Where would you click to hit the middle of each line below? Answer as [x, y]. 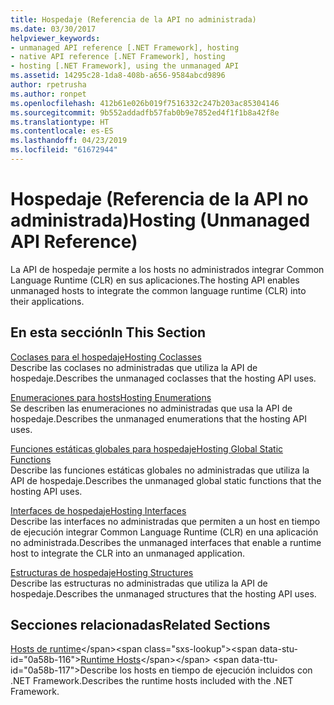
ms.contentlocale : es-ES [62, 131]
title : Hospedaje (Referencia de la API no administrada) [133, 19]
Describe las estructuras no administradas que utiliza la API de [139, 583]
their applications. [47, 301]
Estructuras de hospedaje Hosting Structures [102, 572]
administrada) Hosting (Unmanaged [160, 220]
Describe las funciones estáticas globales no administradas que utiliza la [160, 470]
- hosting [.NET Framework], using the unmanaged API [125, 66]
